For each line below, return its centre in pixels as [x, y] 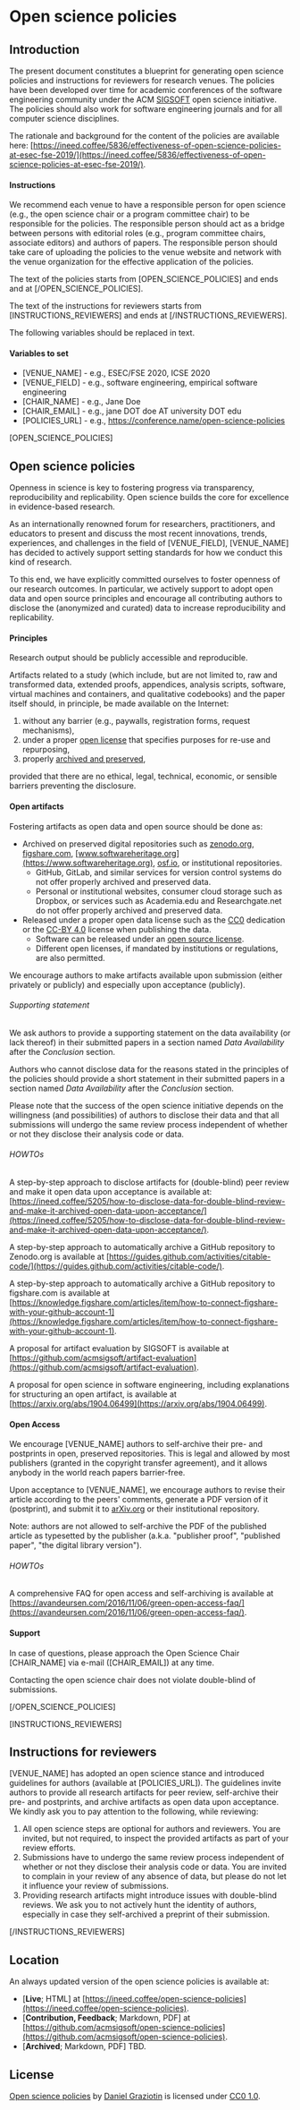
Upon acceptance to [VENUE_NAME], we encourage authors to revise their [147, 1490]
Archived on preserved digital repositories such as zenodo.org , [138, 844]
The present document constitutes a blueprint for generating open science [146, 71]
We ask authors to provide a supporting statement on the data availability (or [150, 1033]
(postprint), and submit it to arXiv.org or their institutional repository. [134, 1509]
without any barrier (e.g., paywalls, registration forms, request [136, 721]
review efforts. [49, 1848]
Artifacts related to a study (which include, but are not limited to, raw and [144, 675]
